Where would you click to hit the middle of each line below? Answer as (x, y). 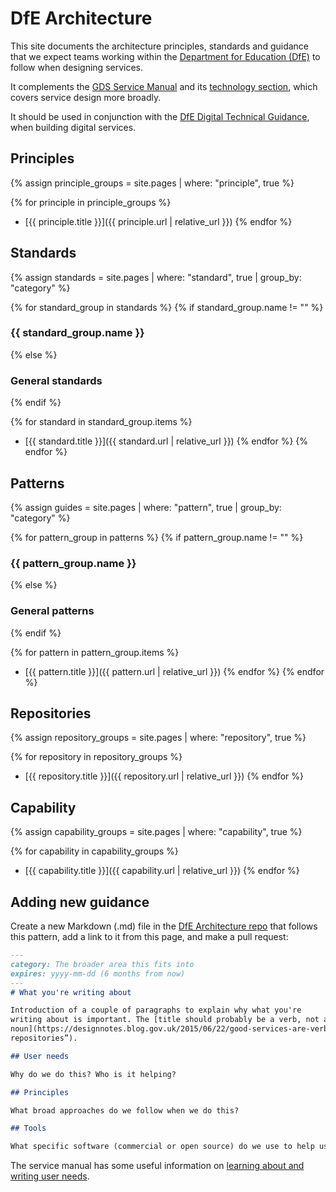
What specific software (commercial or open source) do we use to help (162, 1147)
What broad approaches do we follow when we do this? (125, 1110)
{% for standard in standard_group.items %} (101, 422)
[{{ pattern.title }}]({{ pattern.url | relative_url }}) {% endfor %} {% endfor (174, 671)
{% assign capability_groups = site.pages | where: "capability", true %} (156, 832)
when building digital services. (73, 127)
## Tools (28, 1128)
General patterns (52, 611)
